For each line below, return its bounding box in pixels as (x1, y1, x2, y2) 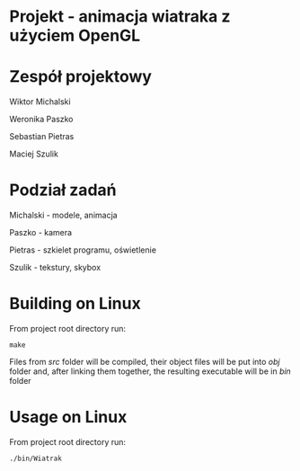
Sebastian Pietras (9, 131, 75, 142)
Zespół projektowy (9, 67, 153, 87)
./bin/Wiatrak (9, 454, 63, 463)
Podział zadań (9, 180, 117, 200)
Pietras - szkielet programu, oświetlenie (9, 244, 157, 255)
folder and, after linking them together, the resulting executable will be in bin (9, 366, 292, 377)
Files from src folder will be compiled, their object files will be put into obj (9, 357, 280, 367)
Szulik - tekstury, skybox (9, 262, 101, 273)
